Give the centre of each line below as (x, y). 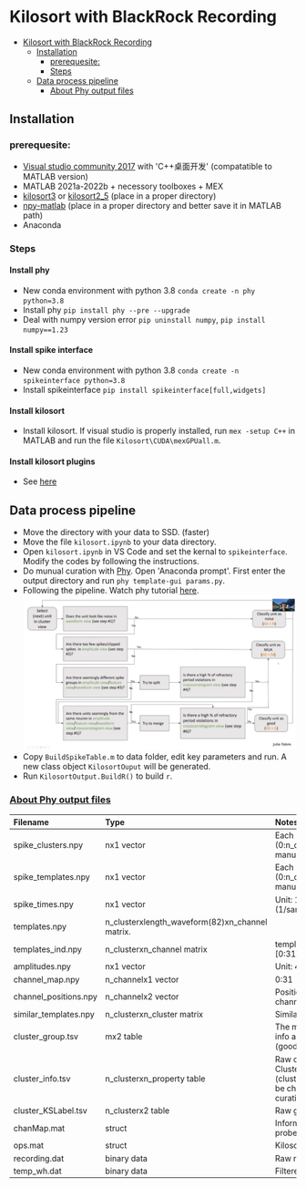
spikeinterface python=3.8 (74, 380)
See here (40, 481)
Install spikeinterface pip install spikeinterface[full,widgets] (144, 389)
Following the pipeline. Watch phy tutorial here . (111, 591)
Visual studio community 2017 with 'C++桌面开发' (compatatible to (148, 166)
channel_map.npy (46, 979)
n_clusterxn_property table (155, 1079)
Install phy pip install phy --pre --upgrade (106, 310)
